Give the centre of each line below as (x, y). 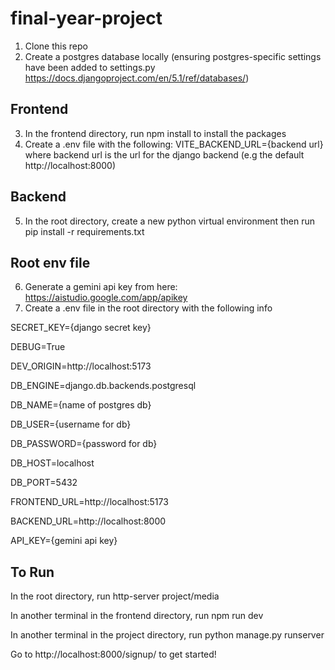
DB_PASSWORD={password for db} (84, 444)
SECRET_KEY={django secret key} (81, 328)
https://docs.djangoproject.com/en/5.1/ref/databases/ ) (137, 78)
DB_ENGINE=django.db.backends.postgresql (103, 386)
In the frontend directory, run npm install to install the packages (155, 133)
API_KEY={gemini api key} (64, 541)
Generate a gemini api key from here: (101, 287)
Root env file (50, 262)
